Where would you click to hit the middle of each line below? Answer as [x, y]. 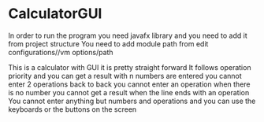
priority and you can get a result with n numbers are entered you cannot [125, 76]
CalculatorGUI [55, 14]
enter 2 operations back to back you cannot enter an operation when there [129, 84]
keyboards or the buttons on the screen [73, 109]
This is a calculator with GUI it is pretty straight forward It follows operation [130, 67]
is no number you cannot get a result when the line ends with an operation [129, 92]
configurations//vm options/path [61, 52]
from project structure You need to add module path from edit [108, 43]
